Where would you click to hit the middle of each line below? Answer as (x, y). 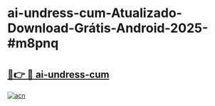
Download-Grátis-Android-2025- (108, 28)
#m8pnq (33, 43)
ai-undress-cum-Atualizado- (95, 13)
